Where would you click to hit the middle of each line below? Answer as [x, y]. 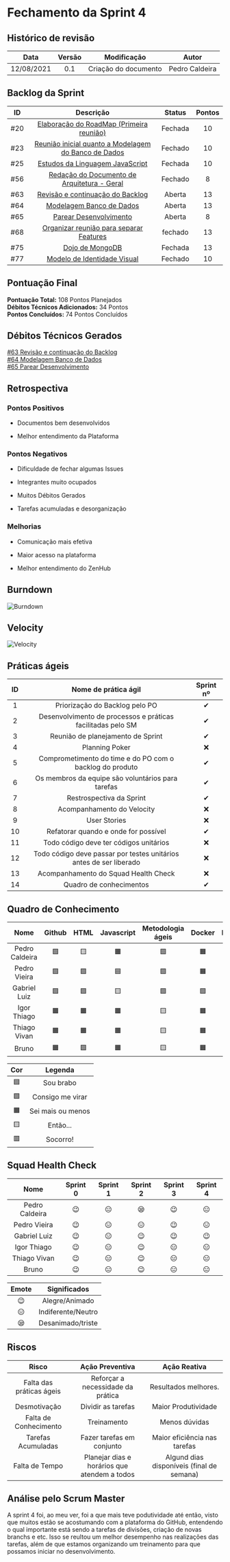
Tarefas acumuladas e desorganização [72, 509]
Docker [203, 933]
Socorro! [60, 1139]
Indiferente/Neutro [68, 1312]
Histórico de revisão [51, 38]
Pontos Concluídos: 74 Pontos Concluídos [67, 314]
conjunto [107, 1446]
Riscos [22, 1348]
